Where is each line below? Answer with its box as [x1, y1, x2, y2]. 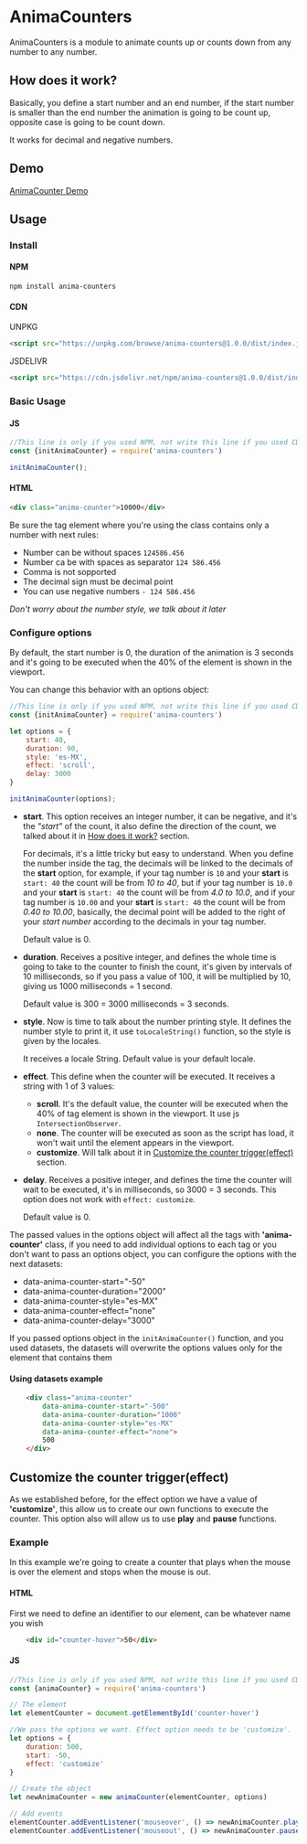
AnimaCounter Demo [9, 185, 89, 196]
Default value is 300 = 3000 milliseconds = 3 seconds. [22, 998, 229, 1009]
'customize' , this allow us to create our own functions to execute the [9, 1504, 270, 1515]
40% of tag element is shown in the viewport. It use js [36, 1108, 240, 1119]
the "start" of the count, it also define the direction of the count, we [22, 820, 277, 831]
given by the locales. [22, 1035, 101, 1046]
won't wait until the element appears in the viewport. [36, 1136, 235, 1148]
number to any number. [9, 46, 98, 57]
